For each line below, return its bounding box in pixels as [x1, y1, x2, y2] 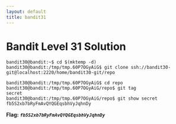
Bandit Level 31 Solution [6, 40, 126, 53]
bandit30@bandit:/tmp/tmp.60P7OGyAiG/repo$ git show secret [6, 96, 158, 101]
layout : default [6, 8, 46, 15]
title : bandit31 [6, 14, 46, 20]
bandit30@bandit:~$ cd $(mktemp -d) [6, 59, 97, 65]
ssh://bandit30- [130, 65, 171, 71]
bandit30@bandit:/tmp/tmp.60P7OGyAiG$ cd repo [6, 80, 123, 86]
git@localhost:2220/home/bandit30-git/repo [6, 69, 116, 76]
